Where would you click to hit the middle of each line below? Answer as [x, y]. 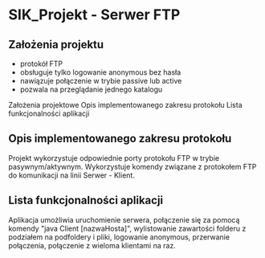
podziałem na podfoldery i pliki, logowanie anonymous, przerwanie [119, 237]
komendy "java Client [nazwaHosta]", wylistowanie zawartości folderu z [127, 228]
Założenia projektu [56, 45]
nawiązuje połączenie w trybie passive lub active [101, 81]
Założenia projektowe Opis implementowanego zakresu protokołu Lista [125, 105]
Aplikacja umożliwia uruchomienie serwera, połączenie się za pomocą [124, 219]
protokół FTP [41, 63]
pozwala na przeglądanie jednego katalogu [91, 89]
